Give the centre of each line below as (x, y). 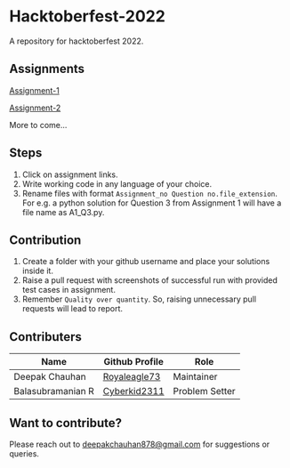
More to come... (38, 125)
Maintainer (195, 377)
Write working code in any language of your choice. (117, 183)
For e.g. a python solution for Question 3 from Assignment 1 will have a (152, 203)
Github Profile (134, 362)
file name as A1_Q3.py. (63, 212)
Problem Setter (204, 391)
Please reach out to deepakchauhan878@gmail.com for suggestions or (140, 444)
